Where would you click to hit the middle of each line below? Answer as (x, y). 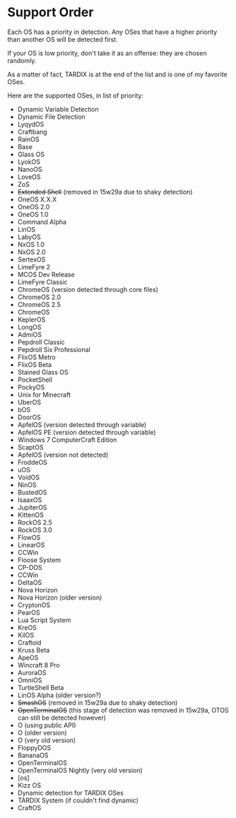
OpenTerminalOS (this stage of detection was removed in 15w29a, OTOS (123, 710)
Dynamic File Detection (52, 117)
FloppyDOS (34, 747)
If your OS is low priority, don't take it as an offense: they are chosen (107, 53)
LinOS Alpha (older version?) (59, 695)
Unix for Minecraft (44, 395)
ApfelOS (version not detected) (63, 455)
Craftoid (29, 642)
